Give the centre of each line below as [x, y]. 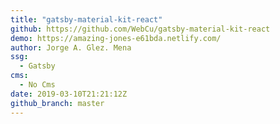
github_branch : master [57, 103]
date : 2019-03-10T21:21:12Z [69, 94]
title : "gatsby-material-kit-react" [86, 19]
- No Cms [37, 85]
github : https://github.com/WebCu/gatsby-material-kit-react [140, 29]
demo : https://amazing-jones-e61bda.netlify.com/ [116, 38]
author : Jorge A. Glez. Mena [71, 47]
